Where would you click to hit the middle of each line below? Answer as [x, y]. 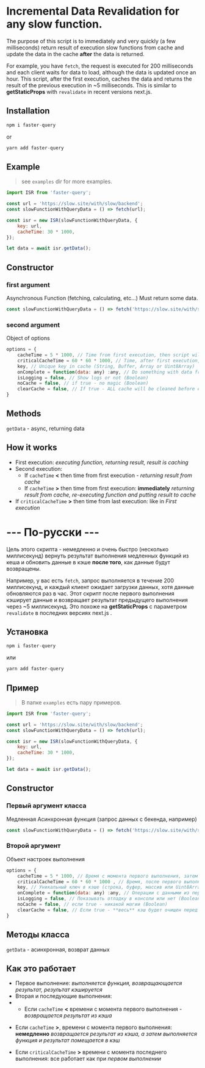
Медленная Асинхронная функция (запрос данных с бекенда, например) [102, 819]
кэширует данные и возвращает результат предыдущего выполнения [97, 600]
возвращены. [23, 568]
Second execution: [39, 468]
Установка [27, 632]
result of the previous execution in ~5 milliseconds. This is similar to [92, 85]
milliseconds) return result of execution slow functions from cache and [95, 48]
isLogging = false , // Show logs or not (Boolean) [83, 378]
